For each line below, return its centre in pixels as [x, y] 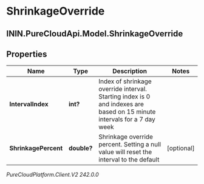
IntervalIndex [29, 104]
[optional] [181, 148]
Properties [27, 54]
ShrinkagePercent [36, 148]
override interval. [123, 89]
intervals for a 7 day [127, 120]
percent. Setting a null [130, 145]
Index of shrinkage [125, 81]
